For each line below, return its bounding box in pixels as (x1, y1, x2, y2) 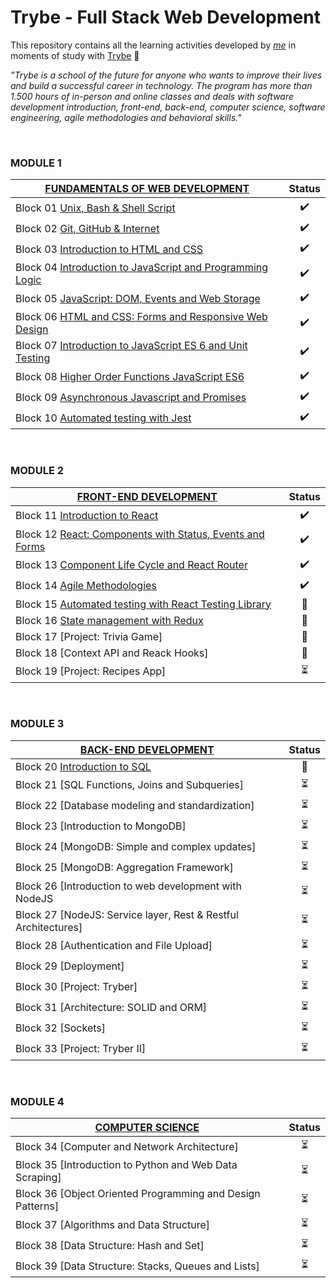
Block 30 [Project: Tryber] (15, 980, 138, 994)
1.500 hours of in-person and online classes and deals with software (10, 90, 295, 102)
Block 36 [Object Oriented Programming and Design (15, 1187, 261, 1201)
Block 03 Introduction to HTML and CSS (15, 242, 204, 256)
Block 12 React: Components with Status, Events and (15, 527, 265, 541)
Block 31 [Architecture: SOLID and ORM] (15, 1001, 208, 1015)
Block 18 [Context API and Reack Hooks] (15, 646, 209, 660)
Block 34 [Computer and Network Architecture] (15, 1139, 239, 1153)
